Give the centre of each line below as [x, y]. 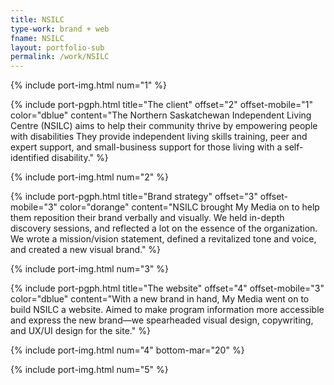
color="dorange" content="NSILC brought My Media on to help [189, 207]
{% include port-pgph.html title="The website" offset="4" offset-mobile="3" [167, 288]
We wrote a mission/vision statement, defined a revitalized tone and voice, [163, 239]
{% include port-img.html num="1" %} [89, 85]
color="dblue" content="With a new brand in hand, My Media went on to [160, 299]
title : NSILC [37, 19]
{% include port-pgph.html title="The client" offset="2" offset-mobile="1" [162, 105]
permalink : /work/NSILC [60, 57]
